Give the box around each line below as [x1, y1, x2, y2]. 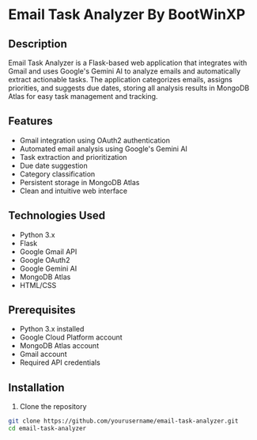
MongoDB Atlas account [19, 341, 100, 351]
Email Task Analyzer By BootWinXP [8, 6, 246, 24]
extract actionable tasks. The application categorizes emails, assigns [8, 75, 233, 84]
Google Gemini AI [19, 264, 77, 273]
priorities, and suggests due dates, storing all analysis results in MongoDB [8, 83, 250, 93]
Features [8, 115, 53, 128]
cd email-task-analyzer [8, 425, 87, 433]
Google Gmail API [19, 247, 77, 256]
